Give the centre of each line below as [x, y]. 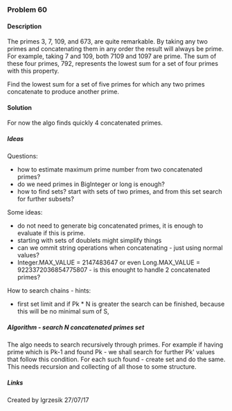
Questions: [23, 156]
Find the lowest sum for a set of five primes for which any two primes [106, 84]
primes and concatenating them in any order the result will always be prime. [115, 49]
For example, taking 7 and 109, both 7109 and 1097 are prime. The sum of [112, 56]
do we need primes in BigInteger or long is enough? [91, 184]
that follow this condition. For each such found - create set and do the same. [116, 359]
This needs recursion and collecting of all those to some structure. [102, 367]
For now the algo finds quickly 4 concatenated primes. [85, 123]
